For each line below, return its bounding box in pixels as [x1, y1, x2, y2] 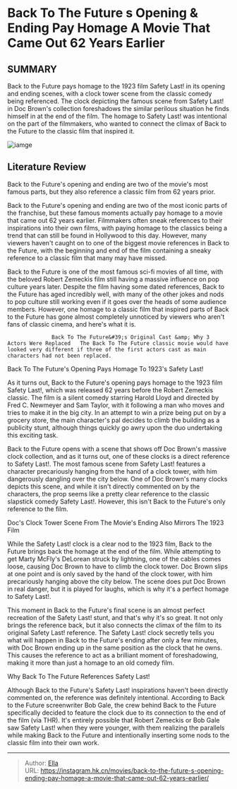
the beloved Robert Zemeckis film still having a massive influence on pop [7, 274, 220, 284]
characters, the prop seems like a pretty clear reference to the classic [7, 489, 209, 498]
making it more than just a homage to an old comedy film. [7, 658, 175, 667]
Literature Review [7, 161, 87, 173]
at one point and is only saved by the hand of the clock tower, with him [7, 569, 213, 578]
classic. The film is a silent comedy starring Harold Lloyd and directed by [7, 393, 219, 402]
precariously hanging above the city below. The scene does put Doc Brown [7, 577, 226, 585]
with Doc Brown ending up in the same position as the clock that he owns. [7, 643, 223, 652]
